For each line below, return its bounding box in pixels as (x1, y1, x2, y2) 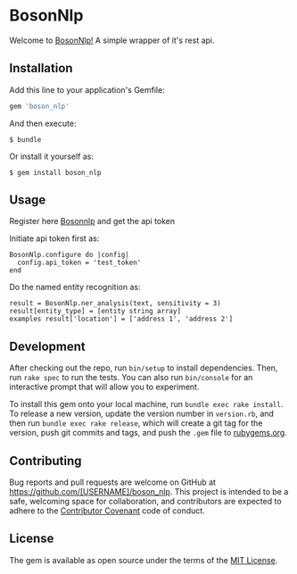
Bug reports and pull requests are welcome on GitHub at (9, 477, 217, 487)
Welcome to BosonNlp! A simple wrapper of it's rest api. (9, 35, 216, 46)
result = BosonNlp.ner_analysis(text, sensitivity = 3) (9, 299, 221, 308)
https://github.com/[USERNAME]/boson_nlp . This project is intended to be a (9, 487, 289, 497)
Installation (9, 61, 73, 76)
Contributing (9, 453, 82, 469)
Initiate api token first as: (9, 233, 100, 244)
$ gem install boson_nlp (9, 168, 102, 177)
